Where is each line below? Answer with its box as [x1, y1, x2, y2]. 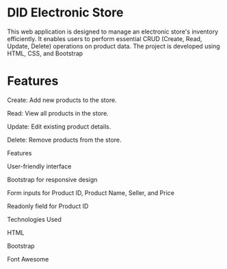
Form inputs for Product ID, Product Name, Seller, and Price [7, 188, 174, 196]
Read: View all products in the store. [7, 109, 109, 117]
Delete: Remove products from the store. [7, 136, 122, 144]
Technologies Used [7, 215, 62, 223]
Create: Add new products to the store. [7, 96, 118, 104]
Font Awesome [7, 255, 49, 263]
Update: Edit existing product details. [7, 122, 111, 131]
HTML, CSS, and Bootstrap [7, 49, 83, 57]
